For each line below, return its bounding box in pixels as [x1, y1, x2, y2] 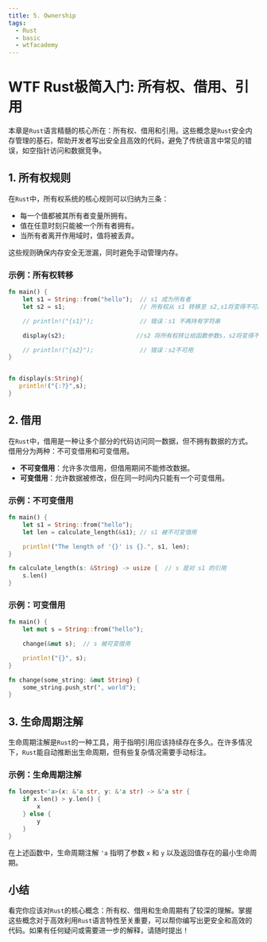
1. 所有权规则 [8, 171, 72, 185]
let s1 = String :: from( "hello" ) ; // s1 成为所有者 [22, 295, 192, 303]
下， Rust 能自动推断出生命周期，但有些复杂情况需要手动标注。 [8, 748, 211, 757]
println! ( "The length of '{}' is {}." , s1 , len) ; [22, 542, 191, 550]
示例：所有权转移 [8, 269, 74, 280]
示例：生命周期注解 [8, 769, 82, 780]
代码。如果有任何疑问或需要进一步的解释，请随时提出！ [8, 925, 189, 936]
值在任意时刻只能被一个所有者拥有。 [19, 221, 139, 230]
